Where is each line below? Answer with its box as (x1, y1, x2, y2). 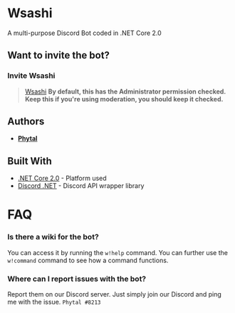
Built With (7, 155, 52, 167)
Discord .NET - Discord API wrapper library (17, 182, 145, 190)
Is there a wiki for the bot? (7, 232, 100, 242)
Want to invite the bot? (7, 49, 110, 61)
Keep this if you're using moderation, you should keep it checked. (24, 94, 224, 103)
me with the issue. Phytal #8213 (7, 298, 101, 307)
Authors (7, 116, 45, 128)
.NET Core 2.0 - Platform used (17, 174, 107, 183)
